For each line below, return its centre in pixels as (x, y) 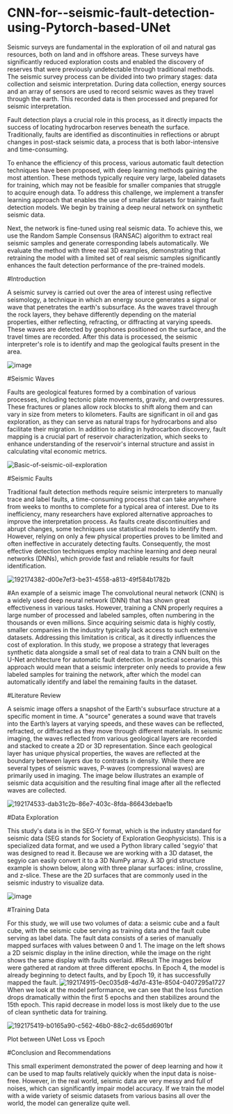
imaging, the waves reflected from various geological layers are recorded (112, 738)
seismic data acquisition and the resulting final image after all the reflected (114, 783)
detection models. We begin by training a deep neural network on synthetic (115, 207)
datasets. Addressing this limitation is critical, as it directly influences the (111, 637)
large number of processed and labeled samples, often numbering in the (111, 615)
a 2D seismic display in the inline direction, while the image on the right (109, 952)
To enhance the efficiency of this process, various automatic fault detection (115, 162)
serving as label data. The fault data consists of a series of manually (105, 938)
